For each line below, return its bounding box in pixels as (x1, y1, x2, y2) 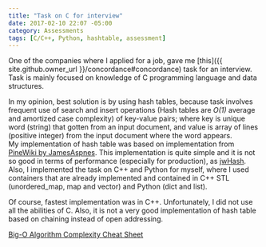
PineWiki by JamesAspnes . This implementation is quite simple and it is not (8, 148, 256, 157)
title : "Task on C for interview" (8, 11, 124, 20)
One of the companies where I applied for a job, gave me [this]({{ (8, 56, 223, 66)
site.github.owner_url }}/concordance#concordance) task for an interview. (8, 65, 252, 74)
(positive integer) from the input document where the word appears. (8, 131, 233, 141)
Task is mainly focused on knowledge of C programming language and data (8, 73, 257, 82)
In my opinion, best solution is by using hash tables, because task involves (8, 97, 253, 106)
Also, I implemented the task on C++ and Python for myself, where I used (8, 165, 249, 174)
